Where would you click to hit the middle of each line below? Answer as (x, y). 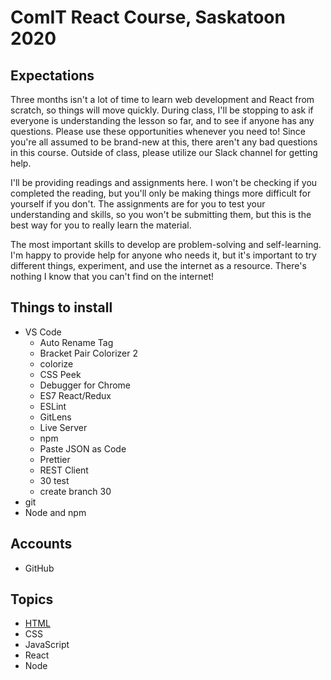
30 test (54, 480)
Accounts (41, 544)
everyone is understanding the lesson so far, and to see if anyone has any (162, 120)
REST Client (64, 470)
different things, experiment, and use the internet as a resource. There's (158, 265)
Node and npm (55, 512)
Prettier (55, 459)
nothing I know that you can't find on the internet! (112, 276)
